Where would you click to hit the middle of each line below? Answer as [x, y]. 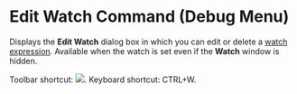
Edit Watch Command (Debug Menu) [149, 17]
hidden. [23, 61]
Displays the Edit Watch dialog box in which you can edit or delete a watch [148, 42]
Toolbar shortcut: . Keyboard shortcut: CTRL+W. [103, 80]
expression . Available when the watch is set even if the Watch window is [144, 51]
